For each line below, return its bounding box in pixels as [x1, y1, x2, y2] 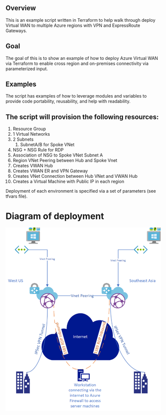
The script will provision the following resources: [5, 112, 159, 121]
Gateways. [5, 27, 28, 34]
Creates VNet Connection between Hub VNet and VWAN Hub [12, 173, 137, 179]
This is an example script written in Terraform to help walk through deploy [5, 17, 156, 23]
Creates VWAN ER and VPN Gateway [12, 168, 88, 174]
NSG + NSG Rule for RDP [12, 147, 64, 153]
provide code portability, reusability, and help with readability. [5, 99, 131, 104]
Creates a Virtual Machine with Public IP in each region [12, 178, 125, 185]
